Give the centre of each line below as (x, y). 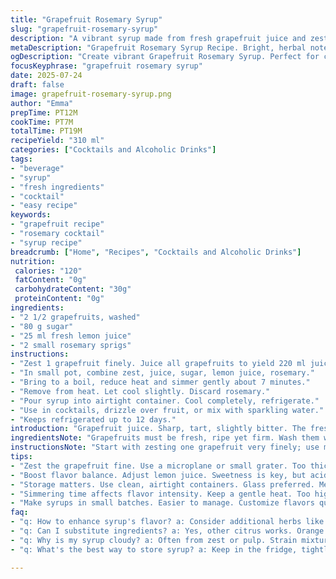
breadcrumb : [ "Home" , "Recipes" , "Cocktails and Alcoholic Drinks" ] (156, 252)
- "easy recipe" (44, 206)
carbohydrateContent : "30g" (73, 289)
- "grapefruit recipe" (57, 224)
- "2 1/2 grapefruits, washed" (75, 317)
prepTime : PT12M (44, 112)
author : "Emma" (42, 103)
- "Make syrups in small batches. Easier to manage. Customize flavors (162, 503)
